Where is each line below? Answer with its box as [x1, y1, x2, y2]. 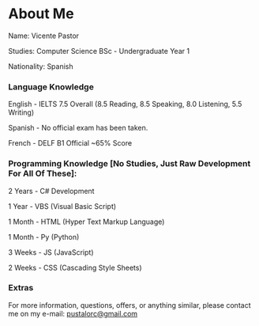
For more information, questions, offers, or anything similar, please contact [8, 300, 251, 309]
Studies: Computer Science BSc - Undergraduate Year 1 [8, 46, 190, 55]
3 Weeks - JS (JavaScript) [8, 247, 94, 257]
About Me [8, 5, 74, 23]
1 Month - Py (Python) [8, 232, 80, 241]
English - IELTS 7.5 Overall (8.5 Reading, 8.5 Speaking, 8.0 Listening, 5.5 [8, 100, 242, 109]
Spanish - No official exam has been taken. [8, 123, 148, 133]
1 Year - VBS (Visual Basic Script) [8, 201, 117, 210]
